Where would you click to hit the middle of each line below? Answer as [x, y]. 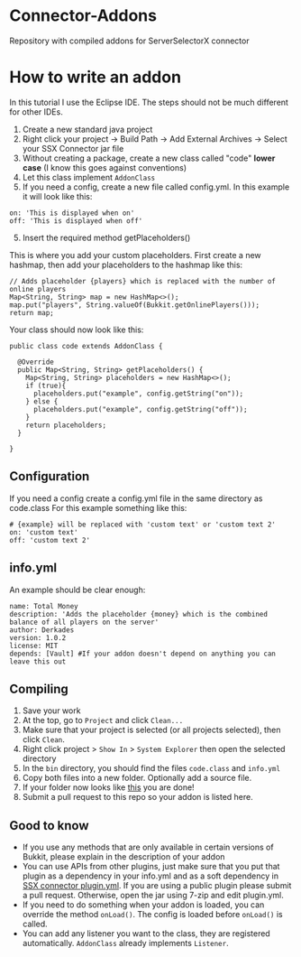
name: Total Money [44, 606]
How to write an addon [96, 77]
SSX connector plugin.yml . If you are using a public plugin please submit [157, 886]
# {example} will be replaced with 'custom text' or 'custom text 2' [143, 525]
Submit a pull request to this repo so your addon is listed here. [138, 797]
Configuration [50, 476]
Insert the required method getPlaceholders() [106, 237]
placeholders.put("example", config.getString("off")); [140, 409]
